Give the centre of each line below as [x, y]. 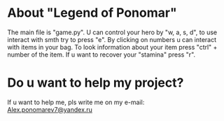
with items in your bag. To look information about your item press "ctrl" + [112, 47]
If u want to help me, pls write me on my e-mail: [76, 102]
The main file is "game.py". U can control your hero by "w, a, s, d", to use [112, 32]
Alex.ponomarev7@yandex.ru [50, 109]
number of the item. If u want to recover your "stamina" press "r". [101, 55]
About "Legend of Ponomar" [92, 13]
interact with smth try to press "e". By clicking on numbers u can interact [112, 39]
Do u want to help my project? [96, 83]
